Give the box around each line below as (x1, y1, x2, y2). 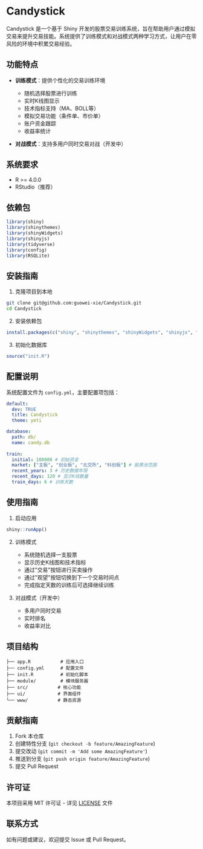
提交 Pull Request (14, 763, 59, 770)
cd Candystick (6, 306, 42, 312)
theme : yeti (11, 418, 42, 424)
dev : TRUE (11, 406, 36, 412)
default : (6, 401, 28, 407)
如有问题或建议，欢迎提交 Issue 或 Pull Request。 (6, 836, 129, 843)
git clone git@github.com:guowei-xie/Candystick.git (6, 300, 142, 306)
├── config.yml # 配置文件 (6, 665, 85, 671)
